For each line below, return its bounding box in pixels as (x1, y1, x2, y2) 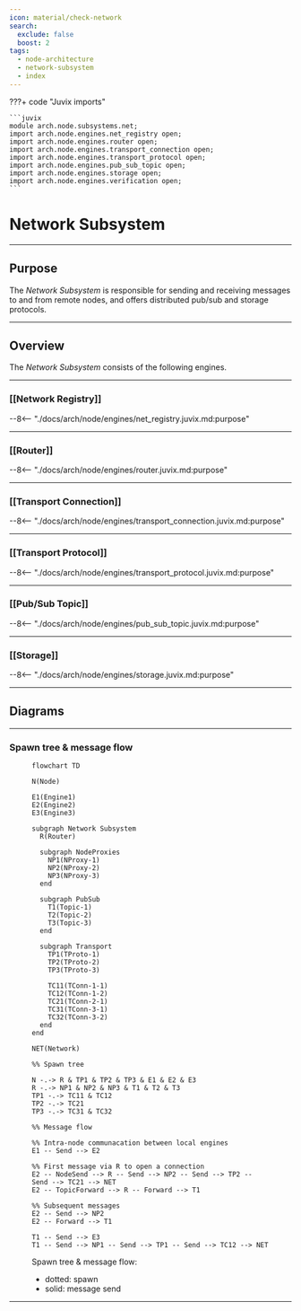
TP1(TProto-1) (47, 950, 100, 959)
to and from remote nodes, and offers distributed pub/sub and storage (9, 294, 269, 305)
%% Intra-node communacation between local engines (31, 1139, 228, 1148)
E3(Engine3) (31, 809, 76, 818)
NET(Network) (31, 1044, 81, 1053)
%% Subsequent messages (31, 1201, 121, 1210)
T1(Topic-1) (47, 903, 92, 912)
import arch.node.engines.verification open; (9, 176, 182, 185)
